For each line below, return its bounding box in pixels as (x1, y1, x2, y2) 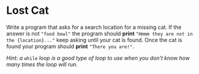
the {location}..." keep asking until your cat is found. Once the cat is (6, 36, 183, 43)
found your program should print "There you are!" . (6, 43, 134, 50)
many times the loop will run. (6, 61, 78, 68)
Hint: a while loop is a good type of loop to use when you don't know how (6, 54, 190, 61)
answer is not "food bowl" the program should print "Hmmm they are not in (6, 29, 193, 37)
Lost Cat (6, 4, 49, 17)
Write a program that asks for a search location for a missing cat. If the (6, 23, 182, 31)
